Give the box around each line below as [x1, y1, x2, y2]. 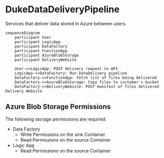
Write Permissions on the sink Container [20, 131, 106, 138]
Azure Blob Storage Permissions [5, 102, 111, 111]
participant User [14, 35, 52, 40]
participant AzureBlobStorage [14, 53, 79, 58]
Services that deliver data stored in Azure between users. [5, 20, 127, 27]
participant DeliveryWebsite [14, 57, 77, 62]
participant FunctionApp [14, 48, 68, 53]
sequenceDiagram [5, 30, 40, 35]
